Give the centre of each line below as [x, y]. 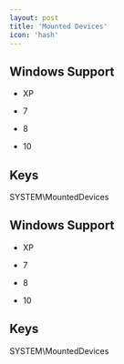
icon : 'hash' [34, 35]
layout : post [34, 18]
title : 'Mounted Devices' [58, 26]
